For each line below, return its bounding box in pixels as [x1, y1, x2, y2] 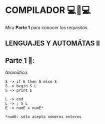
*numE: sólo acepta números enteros [5, 114, 81, 119]
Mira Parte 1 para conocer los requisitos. [5, 24, 89, 31]
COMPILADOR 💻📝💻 [5, 5, 91, 16]
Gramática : [5, 69, 28, 76]
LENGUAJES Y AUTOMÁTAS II [5, 39, 100, 48]
